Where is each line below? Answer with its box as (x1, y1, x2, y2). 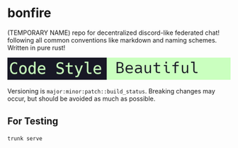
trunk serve (7, 135, 42, 142)
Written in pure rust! (7, 43, 66, 52)
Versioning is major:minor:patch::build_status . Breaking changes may (7, 87, 216, 96)
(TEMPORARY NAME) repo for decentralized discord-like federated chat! (7, 28, 220, 37)
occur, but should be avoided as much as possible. (7, 94, 156, 103)
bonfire (7, 5, 52, 21)
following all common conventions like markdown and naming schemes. (7, 35, 217, 44)
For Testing (7, 115, 59, 127)
